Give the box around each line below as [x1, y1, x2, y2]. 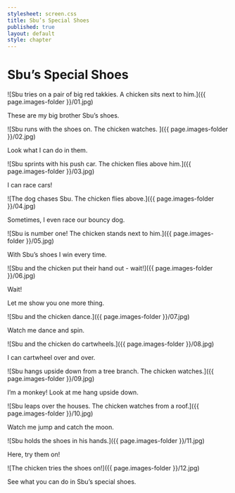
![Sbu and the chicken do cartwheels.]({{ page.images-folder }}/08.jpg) [7, 339, 215, 349]
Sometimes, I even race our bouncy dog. [7, 216, 125, 224]
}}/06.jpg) [7, 272, 36, 280]
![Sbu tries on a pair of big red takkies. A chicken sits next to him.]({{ [7, 90, 206, 99]
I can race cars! [7, 181, 53, 189]
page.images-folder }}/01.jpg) [7, 98, 94, 106]
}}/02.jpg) [7, 132, 37, 141]
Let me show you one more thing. [7, 299, 105, 307]
